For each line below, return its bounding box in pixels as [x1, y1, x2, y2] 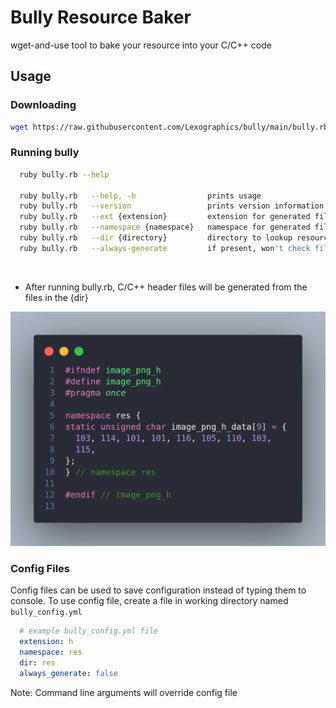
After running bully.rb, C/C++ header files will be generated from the [24, 281, 308, 293]
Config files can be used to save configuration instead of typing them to [10, 584, 307, 596]
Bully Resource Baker [10, 6, 192, 29]
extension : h [19, 637, 74, 647]
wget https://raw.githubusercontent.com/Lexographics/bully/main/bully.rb [10, 122, 329, 132]
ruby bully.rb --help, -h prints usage [19, 191, 262, 201]
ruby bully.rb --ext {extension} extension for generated [19, 212, 311, 222]
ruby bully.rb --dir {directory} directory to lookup [19, 233, 293, 243]
